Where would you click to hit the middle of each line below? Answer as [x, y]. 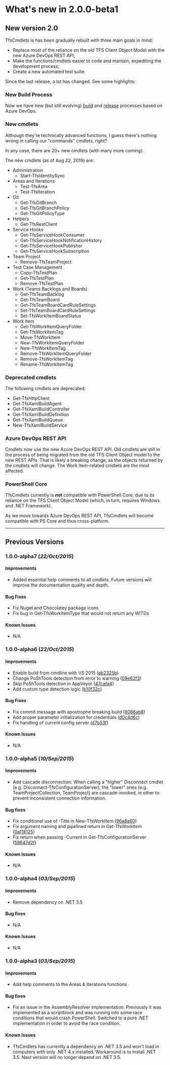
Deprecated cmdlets [31, 377]
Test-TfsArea [34, 186]
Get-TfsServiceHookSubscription [55, 251]
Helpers [21, 219]
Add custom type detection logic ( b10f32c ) [57, 689]
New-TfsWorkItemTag [43, 348]
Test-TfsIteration [37, 192]
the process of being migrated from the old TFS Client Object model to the [83, 455]
